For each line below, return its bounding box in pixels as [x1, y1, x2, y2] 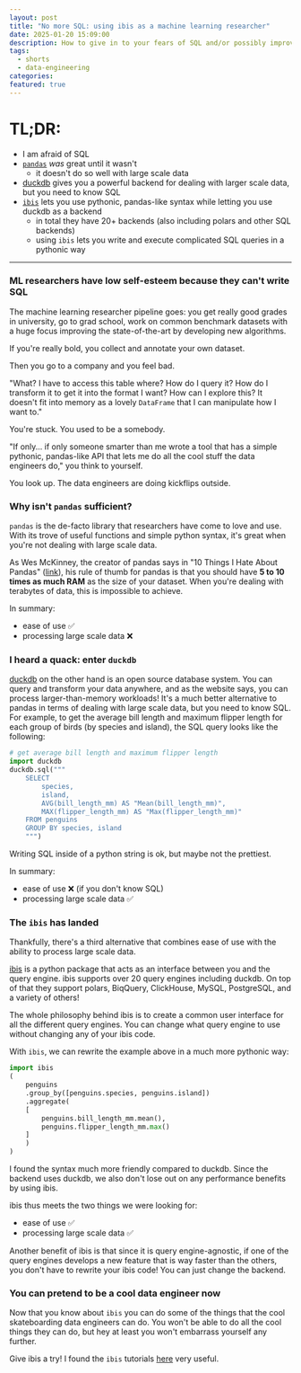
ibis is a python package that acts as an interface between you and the [9, 963, 271, 975]
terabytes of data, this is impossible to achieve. [9, 586, 184, 597]
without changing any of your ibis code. [9, 1029, 156, 1040]
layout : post [9, 13, 58, 22]
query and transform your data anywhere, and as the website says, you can [9, 684, 288, 695]
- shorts [17, 55, 50, 64]
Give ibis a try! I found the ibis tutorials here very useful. [9, 1353, 219, 1364]
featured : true [9, 80, 66, 89]
